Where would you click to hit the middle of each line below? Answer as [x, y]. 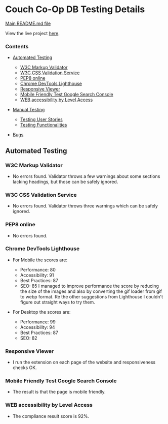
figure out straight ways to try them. [57, 302]
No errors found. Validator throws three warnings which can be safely [85, 206]
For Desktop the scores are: [41, 312]
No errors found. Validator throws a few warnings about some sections [86, 176]
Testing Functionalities [44, 125]
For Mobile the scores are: [40, 260]
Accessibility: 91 [37, 275]
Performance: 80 [38, 269]
